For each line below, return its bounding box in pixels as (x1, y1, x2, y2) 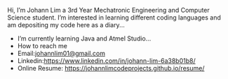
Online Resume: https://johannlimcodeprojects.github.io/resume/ (17, 64, 205, 72)
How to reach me (17, 42, 68, 50)
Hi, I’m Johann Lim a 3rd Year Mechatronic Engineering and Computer (7, 6, 210, 14)
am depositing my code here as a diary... (7, 21, 125, 29)
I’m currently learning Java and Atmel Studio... (17, 34, 152, 43)
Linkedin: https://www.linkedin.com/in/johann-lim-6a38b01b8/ (17, 57, 196, 65)
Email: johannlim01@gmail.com (17, 49, 105, 57)
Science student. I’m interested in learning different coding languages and (7, 13, 221, 22)
